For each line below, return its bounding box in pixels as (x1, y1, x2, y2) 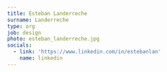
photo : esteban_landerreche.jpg (7, 36, 100, 43)
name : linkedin (19, 55, 63, 62)
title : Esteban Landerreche (7, 10, 88, 17)
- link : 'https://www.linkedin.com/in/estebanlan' (13, 49, 162, 56)
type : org (7, 23, 36, 29)
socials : (7, 42, 32, 49)
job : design (7, 29, 41, 36)
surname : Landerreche (7, 16, 69, 23)
